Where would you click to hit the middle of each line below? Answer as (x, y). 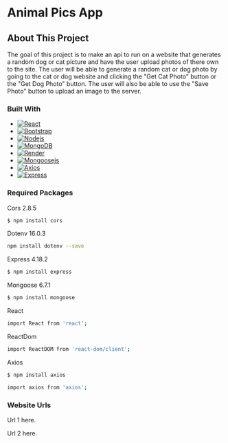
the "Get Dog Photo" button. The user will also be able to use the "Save (108, 84)
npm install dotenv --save (46, 246)
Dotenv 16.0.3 (26, 234)
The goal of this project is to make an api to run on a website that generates (114, 54)
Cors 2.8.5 (22, 208)
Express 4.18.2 (27, 259)
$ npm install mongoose (41, 298)
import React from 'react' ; (47, 324)
